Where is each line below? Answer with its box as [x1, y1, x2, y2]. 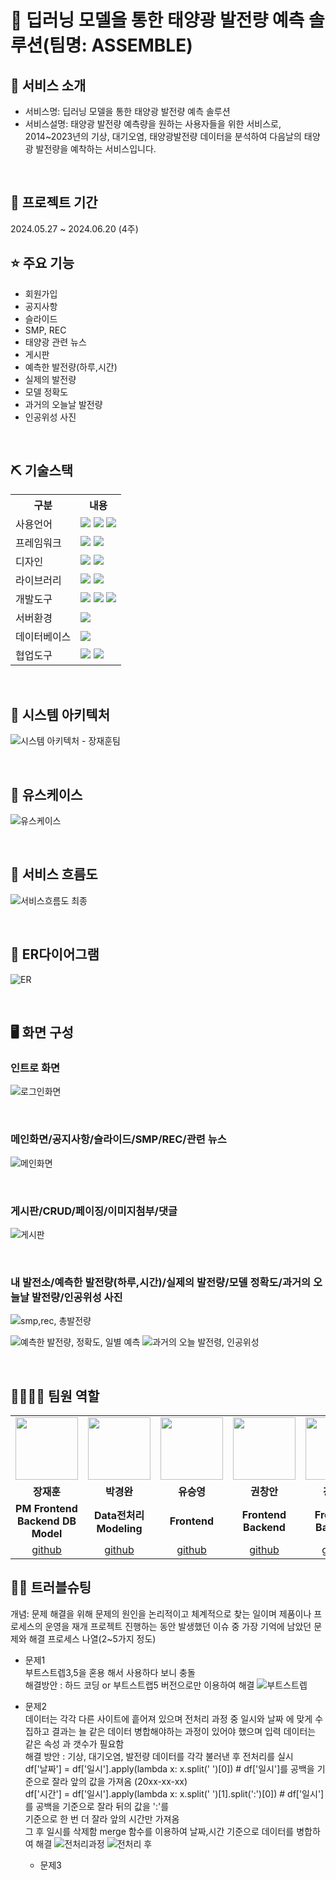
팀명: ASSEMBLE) [49, 34, 193, 57]
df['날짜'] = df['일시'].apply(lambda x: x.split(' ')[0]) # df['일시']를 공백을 [24, 1762, 315, 1775]
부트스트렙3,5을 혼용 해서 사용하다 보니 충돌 [24, 1666, 196, 1678]
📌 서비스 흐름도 [10, 866, 98, 883]
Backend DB [16, 1514, 77, 1528]
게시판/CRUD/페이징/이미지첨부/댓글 [10, 1204, 178, 1218]
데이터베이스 [15, 630, 72, 644]
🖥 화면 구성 [10, 1024, 74, 1041]
